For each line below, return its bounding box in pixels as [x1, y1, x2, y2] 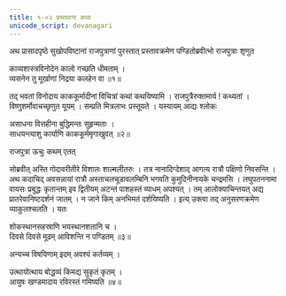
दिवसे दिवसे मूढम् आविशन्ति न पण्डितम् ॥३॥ [9, 231, 131, 241]
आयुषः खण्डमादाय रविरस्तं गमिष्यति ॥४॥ [9, 276, 122, 287]
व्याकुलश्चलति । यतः [9, 203, 68, 214]
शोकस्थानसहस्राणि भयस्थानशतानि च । [9, 221, 118, 231]
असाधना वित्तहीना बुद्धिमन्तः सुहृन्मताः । [9, 118, 115, 129]
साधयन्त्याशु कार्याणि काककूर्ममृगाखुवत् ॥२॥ [9, 128, 131, 139]
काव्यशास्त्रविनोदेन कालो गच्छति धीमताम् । [9, 63, 126, 73]
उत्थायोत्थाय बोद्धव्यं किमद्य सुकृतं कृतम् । [9, 266, 123, 277]
